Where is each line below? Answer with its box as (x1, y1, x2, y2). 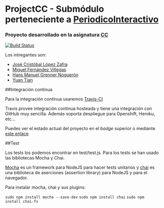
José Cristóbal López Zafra (12, 61, 68, 67)
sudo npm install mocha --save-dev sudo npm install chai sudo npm (5, 195, 144, 200)
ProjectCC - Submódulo (5, 3, 104, 15)
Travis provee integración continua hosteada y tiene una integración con (5, 105, 152, 111)
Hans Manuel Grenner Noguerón (12, 72, 79, 78)
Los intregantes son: (5, 52, 47, 58)
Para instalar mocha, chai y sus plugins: (5, 184, 86, 190)
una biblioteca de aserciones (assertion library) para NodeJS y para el (5, 170, 148, 176)
